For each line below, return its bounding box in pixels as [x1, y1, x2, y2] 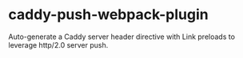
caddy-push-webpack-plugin [8, 6, 209, 24]
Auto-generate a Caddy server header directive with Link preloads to [8, 32, 236, 41]
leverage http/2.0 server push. [8, 40, 109, 49]
